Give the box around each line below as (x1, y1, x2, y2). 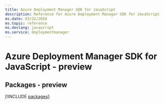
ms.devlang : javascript (5, 25, 54, 30)
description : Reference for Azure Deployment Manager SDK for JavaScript (5, 12, 160, 17)
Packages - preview (5, 81, 67, 89)
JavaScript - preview (5, 62, 93, 72)
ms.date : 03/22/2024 (5, 16, 48, 21)
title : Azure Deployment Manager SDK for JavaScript (5, 7, 116, 12)
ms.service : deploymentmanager (5, 30, 69, 35)
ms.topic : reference (5, 21, 48, 26)
